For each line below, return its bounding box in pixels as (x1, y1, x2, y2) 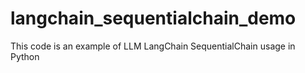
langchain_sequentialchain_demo (10, 7, 297, 30)
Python (10, 50, 40, 62)
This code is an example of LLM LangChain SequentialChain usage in (10, 40, 296, 52)
